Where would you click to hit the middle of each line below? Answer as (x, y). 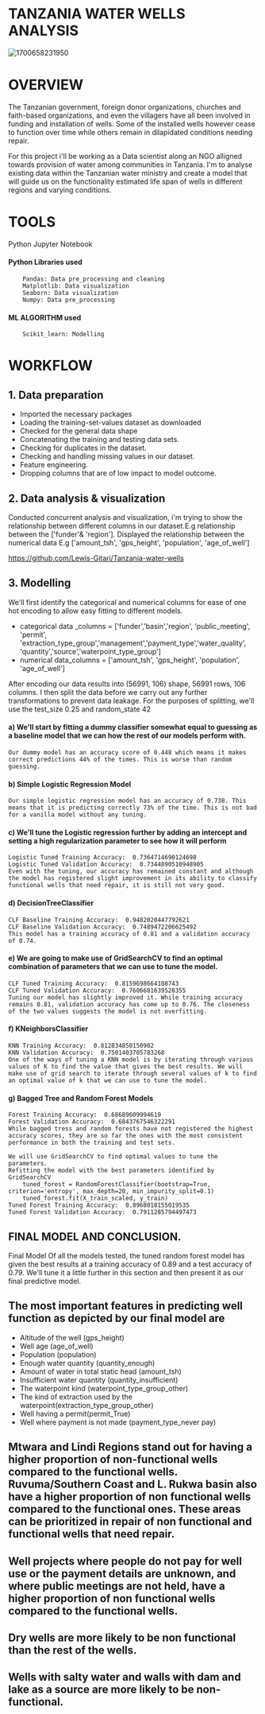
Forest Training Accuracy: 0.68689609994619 (84, 1115)
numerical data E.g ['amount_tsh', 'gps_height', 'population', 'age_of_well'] (129, 543)
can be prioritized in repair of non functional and (130, 1522)
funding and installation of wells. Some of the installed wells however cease (132, 123)
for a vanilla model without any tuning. (78, 815)
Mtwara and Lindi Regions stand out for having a (130, 1447)
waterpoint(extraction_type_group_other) (86, 1405)
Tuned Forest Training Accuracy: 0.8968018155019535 (99, 1205)
